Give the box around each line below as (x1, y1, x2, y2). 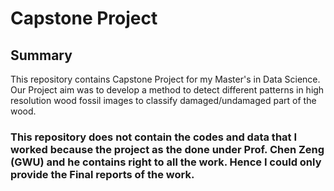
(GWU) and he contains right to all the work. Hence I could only (10, 155, 322, 169)
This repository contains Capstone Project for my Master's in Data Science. (10, 73, 321, 85)
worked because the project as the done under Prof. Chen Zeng (10, 142, 325, 156)
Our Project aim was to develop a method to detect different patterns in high (10, 84, 325, 96)
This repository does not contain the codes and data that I (10, 130, 298, 144)
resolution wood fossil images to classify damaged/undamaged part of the (10, 95, 317, 106)
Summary (10, 47, 73, 64)
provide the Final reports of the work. (10, 167, 195, 181)
